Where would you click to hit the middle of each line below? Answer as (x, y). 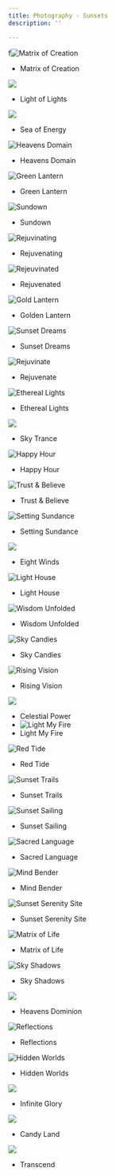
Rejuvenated (40, 284)
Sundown (35, 222)
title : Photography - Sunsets (58, 16)
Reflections (38, 1042)
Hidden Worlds (44, 1073)
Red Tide (35, 764)
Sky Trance (39, 438)
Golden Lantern (45, 315)
